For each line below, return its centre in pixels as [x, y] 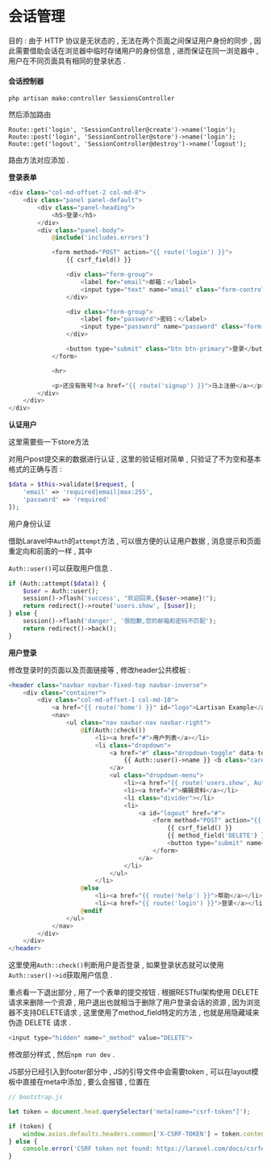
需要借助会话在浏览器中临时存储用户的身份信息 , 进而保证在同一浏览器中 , [137, 50]
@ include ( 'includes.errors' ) [100, 238]
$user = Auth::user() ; [61, 591]
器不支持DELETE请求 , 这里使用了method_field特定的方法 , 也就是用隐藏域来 [134, 1013]
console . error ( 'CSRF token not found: [88, 1149]
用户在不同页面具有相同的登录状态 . [67, 61]
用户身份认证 [29, 524]
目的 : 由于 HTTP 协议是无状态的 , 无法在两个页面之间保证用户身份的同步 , [130, 40]
